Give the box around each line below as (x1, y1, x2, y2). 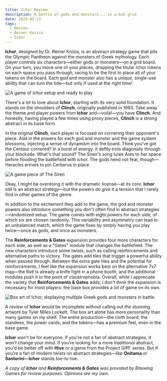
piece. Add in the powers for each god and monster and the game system (5, 135, 157, 141)
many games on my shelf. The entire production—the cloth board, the (5, 314, 148, 320)
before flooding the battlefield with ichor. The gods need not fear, (5, 156, 139, 162)
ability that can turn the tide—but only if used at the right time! (5, 80, 133, 86)
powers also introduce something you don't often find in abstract (5, 206, 138, 212)
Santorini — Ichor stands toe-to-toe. (5, 355, 79, 361)
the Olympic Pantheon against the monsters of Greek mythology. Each (5, 54, 149, 60)
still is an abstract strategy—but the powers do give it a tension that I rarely (5, 186, 159, 192)
